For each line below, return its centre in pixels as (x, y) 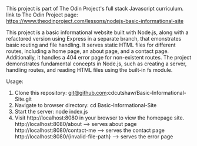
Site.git (23, 99)
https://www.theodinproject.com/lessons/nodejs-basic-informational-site (95, 21)
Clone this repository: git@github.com (61, 93)
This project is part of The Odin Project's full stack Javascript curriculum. (95, 9)
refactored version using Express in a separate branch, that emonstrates (94, 39)
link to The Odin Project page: (42, 15)
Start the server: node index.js (51, 112)
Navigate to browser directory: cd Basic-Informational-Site (86, 105)
